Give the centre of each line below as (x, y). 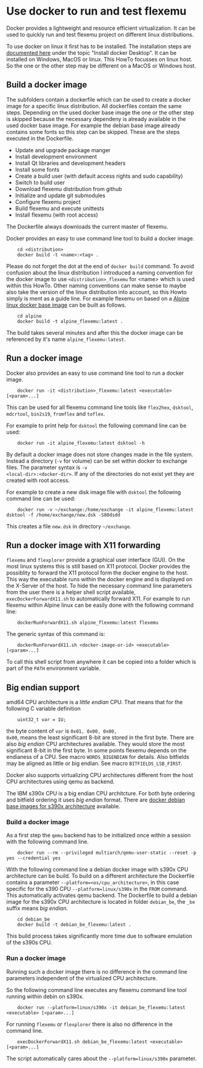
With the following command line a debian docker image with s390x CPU (98, 870)
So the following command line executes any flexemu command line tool (96, 989)
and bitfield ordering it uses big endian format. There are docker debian (96, 800)
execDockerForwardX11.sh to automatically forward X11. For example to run (98, 599)
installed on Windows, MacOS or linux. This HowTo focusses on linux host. (99, 59)
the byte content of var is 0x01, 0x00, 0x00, (62, 731)
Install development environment (56, 156)
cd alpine (30, 316)
